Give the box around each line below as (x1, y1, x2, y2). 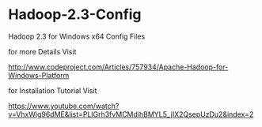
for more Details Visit (8, 47, 77, 56)
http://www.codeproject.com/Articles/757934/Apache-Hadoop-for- (8, 62, 229, 72)
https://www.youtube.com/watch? (8, 101, 120, 110)
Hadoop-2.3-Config (8, 6, 142, 24)
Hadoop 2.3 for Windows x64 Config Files (8, 32, 146, 41)
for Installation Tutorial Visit (8, 85, 97, 95)
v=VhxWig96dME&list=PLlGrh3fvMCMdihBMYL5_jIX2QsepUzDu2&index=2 (8, 109, 254, 119)
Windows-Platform (8, 70, 70, 80)
